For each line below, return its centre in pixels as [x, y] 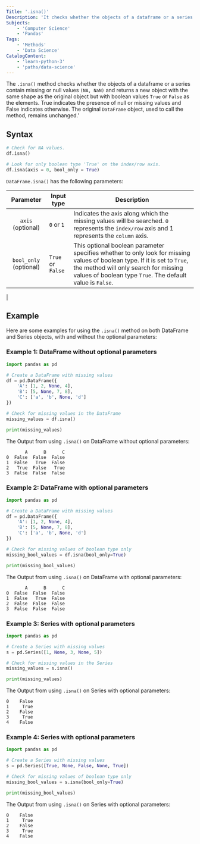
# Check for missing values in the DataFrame [63, 413]
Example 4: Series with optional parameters [71, 737]
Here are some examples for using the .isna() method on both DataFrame [97, 330]
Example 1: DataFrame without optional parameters [82, 352]
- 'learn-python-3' [41, 61]
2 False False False [36, 604]
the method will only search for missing [128, 267]
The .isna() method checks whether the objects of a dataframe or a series [98, 84]
